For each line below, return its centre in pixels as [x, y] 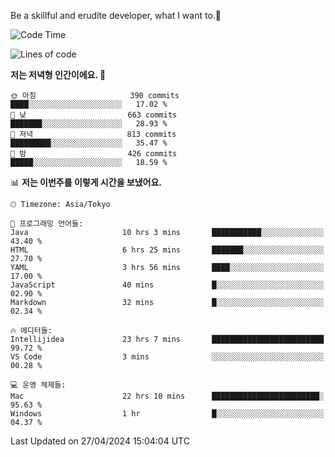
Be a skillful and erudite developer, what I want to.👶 [116, 15]
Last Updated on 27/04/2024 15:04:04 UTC [100, 441]
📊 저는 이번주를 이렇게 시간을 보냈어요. [86, 182]
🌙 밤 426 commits [94, 154]
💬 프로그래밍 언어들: [47, 224]
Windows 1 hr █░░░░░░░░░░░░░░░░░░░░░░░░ [167, 414]
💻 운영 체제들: [38, 385]
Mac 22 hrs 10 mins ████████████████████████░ [167, 396]
